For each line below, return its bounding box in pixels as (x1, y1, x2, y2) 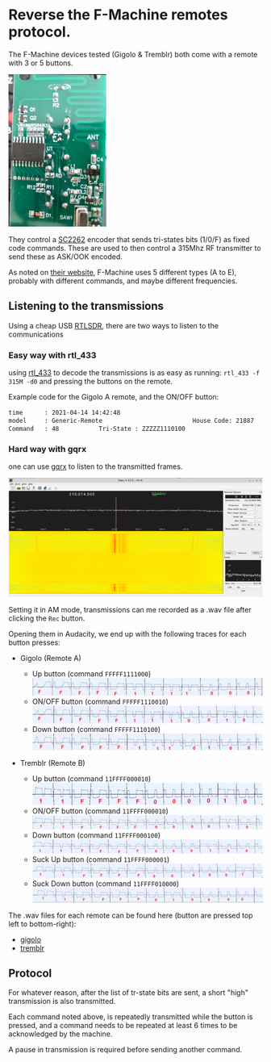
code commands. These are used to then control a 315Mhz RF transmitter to (8, 243, 261, 253)
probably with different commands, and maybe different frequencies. (8, 276, 238, 286)
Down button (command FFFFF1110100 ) (31, 724, 161, 734)
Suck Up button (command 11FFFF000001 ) (31, 855, 170, 864)
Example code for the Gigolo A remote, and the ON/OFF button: (8, 392, 219, 402)
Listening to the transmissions (8, 299, 164, 313)
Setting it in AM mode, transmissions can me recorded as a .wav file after (8, 604, 252, 614)
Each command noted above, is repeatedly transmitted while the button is (8, 1012, 253, 1022)
